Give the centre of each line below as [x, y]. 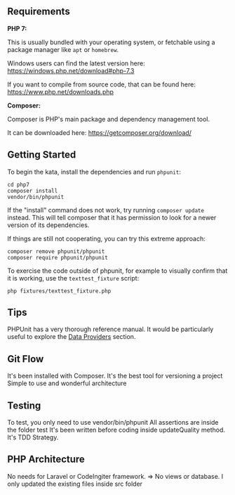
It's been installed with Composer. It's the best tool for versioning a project [115, 376]
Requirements [39, 12]
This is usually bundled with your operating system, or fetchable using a [111, 42]
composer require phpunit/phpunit [58, 257]
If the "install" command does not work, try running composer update [106, 210]
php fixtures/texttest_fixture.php [59, 291]
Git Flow [26, 359]
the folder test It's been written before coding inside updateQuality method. [116, 430]
